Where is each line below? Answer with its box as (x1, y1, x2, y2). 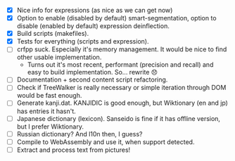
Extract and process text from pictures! (16, 146, 131, 154)
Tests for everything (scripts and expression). (16, 37, 149, 46)
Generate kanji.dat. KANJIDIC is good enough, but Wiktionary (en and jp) (16, 98, 228, 108)
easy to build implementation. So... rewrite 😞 (27, 68, 158, 77)
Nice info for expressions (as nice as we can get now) (16, 6, 173, 14)
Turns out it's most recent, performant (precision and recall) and (27, 60, 214, 69)
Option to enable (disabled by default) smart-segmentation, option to (16, 14, 217, 22)
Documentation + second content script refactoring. (16, 75, 168, 84)
